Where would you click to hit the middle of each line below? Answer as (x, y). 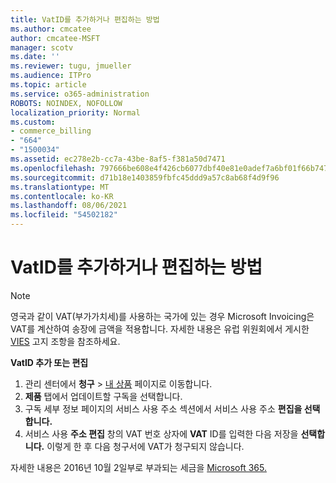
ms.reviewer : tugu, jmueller (71, 66)
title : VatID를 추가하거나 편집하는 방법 (85, 19)
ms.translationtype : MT (60, 187)
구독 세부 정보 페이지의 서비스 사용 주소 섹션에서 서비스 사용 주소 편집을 (163, 408)
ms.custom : (33, 122)
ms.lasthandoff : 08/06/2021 (69, 206)
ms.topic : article (48, 85)
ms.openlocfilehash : (53, 168)
